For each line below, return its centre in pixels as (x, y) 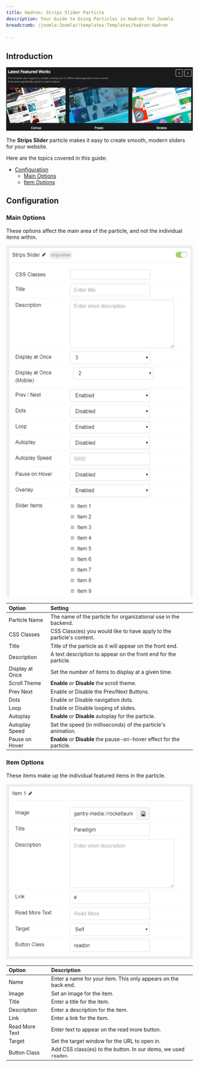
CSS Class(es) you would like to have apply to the (111, 631)
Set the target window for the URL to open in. (106, 1041)
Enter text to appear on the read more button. (106, 1030)
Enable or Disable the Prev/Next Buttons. (99, 692)
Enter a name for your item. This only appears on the (115, 979)
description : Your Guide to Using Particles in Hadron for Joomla (90, 19)
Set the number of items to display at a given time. (111, 672)
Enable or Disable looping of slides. (93, 708)
